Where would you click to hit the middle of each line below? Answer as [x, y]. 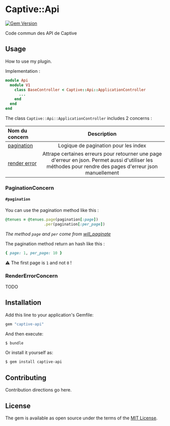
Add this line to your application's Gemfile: [49, 315]
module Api [17, 80]
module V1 [20, 85]
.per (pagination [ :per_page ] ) [74, 224]
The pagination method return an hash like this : [55, 243]
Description [102, 134]
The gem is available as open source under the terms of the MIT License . [81, 418]
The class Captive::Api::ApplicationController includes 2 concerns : [79, 118]
